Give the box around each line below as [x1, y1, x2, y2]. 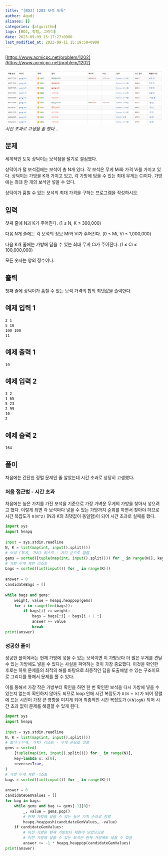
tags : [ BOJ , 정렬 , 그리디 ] [5, 29, 56, 35]
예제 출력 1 [5, 348, 36, 357]
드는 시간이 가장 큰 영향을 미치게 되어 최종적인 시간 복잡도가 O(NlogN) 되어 [10, 697, 155, 703]
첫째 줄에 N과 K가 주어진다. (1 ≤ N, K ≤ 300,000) [5, 220, 101, 226]
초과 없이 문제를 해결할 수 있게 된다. [10, 703, 80, 709]
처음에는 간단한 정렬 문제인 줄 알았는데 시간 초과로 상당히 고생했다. [5, 474, 134, 481]
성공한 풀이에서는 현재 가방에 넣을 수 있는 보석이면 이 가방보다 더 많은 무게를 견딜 [5, 655, 162, 661]
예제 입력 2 [5, 377, 37, 386]
